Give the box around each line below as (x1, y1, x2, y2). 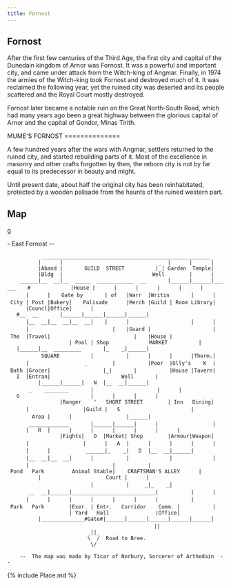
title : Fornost (7, 10, 51, 17)
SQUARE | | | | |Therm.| (41, 353, 216, 359)
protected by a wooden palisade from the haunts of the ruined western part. (7, 188, 223, 197)
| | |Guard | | (25, 326, 216, 333)
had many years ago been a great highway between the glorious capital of (7, 111, 219, 119)
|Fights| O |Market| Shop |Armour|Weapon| (59, 433, 214, 440)
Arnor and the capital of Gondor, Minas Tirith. (7, 119, 136, 127)
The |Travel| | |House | (10, 333, 173, 340)
